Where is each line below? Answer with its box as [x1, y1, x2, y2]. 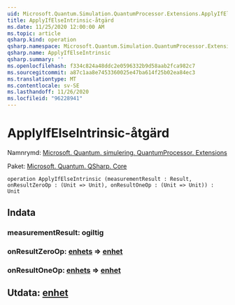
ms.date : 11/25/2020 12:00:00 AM [7, 23, 105, 30]
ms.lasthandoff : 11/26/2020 [7, 88, 90, 95]
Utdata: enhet [7, 287, 69, 299]
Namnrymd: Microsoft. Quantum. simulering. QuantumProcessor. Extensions [7, 148, 227, 156]
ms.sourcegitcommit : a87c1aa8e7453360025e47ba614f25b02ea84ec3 [7, 69, 196, 76]
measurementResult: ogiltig [7, 228, 104, 238]
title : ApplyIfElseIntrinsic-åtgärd [7, 17, 114, 24]
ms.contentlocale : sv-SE [7, 82, 80, 89]
